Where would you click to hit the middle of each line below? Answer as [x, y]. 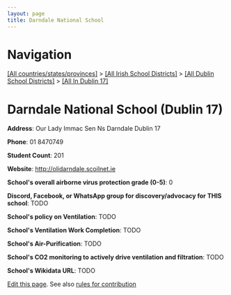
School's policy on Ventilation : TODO [62, 217]
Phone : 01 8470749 [35, 142]
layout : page [26, 14]
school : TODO [28, 203]
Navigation [39, 55]
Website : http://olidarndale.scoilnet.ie [62, 169]
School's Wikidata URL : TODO [51, 271]
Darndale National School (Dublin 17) [115, 109]
